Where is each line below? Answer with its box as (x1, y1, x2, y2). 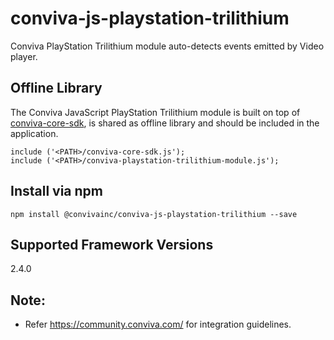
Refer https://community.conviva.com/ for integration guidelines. (24, 318, 292, 331)
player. (10, 50, 38, 62)
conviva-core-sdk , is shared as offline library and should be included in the (10, 117, 320, 129)
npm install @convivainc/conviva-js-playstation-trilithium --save (10, 209, 298, 219)
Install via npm (10, 183, 103, 200)
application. (10, 127, 59, 139)
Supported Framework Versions (10, 236, 214, 253)
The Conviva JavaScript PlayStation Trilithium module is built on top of (10, 106, 301, 118)
